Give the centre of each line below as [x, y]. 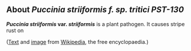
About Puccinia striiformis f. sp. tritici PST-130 [95, 10]
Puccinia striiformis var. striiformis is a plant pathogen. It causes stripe [95, 24]
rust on [15, 30]
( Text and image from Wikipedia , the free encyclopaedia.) [77, 42]
